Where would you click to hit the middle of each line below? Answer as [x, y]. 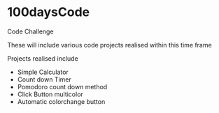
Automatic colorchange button [61, 101]
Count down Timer [44, 79]
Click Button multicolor [50, 94]
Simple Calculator [43, 72]
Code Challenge [30, 31]
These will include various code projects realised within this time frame [109, 45]
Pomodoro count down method [62, 86]
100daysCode [49, 12]
